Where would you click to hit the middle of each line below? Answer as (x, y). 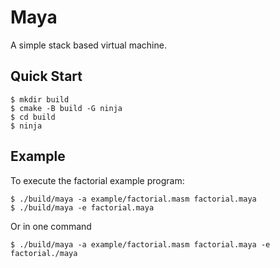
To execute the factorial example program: (97, 180)
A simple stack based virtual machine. (88, 45)
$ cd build (33, 117)
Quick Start (46, 76)
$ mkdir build (40, 99)
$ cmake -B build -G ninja (66, 108)
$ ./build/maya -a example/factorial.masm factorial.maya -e (140, 244)
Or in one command (51, 226)
